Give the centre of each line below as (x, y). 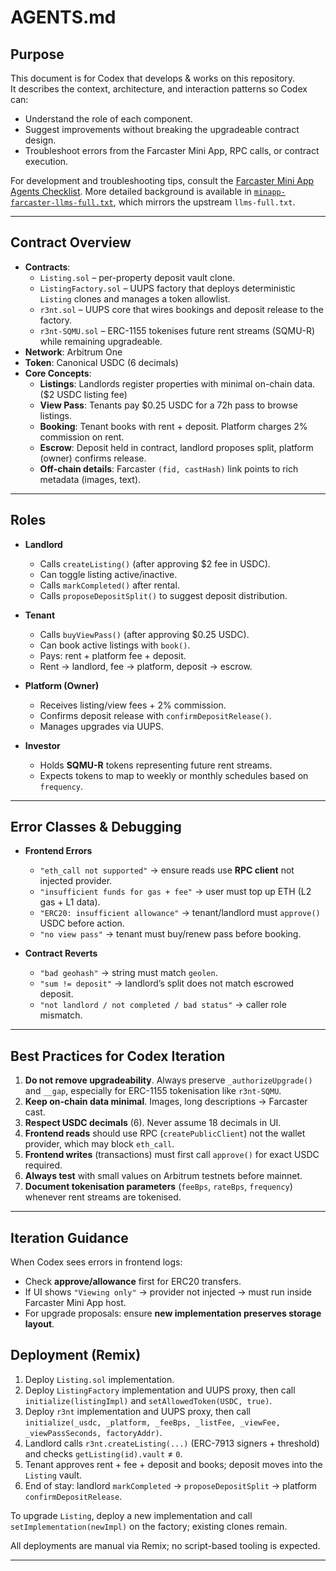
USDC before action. (82, 923)
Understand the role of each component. (108, 119)
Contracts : (47, 267)
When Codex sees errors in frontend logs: (96, 1262)
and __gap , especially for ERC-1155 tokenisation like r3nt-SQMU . (153, 1091)
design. (40, 140)
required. (43, 1165)
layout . (39, 1324)
